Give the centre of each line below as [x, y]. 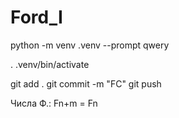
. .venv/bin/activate [50, 64]
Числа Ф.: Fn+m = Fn [54, 103]
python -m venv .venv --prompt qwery [90, 45]
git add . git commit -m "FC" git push [86, 83]
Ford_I [36, 17]
